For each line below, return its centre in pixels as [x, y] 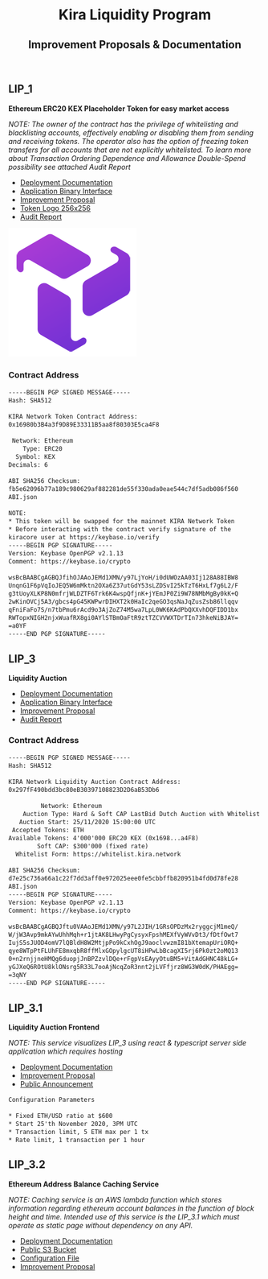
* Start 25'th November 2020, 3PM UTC [73, 1124]
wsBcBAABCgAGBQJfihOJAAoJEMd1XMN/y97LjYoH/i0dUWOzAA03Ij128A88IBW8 [124, 578]
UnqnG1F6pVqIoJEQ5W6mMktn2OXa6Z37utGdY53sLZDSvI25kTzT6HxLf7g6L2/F [124, 586]
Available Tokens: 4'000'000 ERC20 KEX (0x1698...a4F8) [104, 839]
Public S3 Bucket [48, 1249]
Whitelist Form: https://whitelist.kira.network [98, 855]
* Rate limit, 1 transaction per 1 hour [77, 1141]
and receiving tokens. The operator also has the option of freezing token [128, 141]
